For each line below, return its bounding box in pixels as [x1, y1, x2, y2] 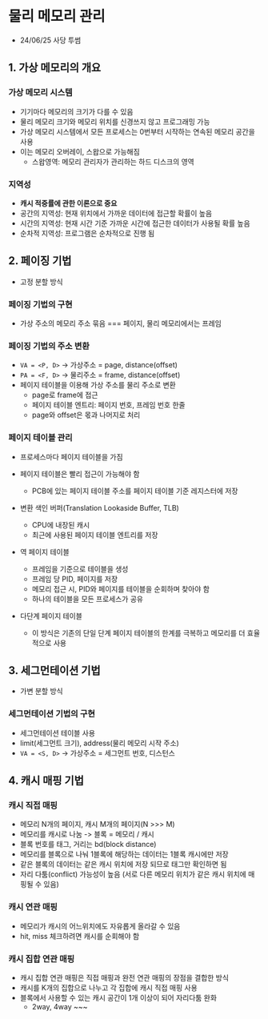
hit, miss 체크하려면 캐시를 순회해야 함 [19, 931, 140, 941]
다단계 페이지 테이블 [19, 611, 82, 620]
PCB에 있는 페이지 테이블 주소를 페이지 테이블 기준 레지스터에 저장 [31, 486, 238, 495]
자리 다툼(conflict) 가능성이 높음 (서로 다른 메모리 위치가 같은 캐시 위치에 [19, 869, 246, 879]
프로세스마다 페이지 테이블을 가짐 [19, 451, 123, 461]
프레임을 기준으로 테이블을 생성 [31, 564, 129, 573]
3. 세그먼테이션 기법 [8, 664, 101, 677]
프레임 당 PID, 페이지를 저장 [31, 574, 118, 584]
